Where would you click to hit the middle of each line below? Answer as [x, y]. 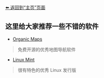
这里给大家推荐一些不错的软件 [52, 27]
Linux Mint [24, 59]
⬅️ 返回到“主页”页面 [25, 7]
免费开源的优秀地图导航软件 [47, 49]
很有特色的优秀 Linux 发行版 [47, 70]
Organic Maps [27, 39]
